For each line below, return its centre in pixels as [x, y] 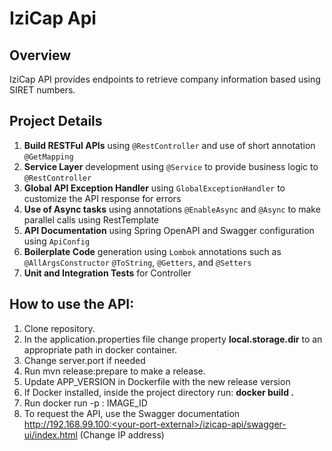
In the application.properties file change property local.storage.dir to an [173, 339]
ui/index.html [50, 434]
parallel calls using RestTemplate [91, 219]
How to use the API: [72, 304]
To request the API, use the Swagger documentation [132, 413]
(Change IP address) [122, 434]
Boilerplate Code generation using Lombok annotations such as [152, 251]
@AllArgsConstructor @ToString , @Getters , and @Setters [137, 262]
